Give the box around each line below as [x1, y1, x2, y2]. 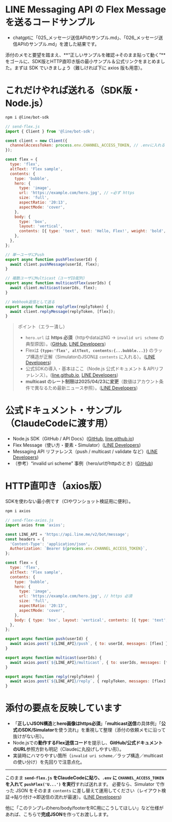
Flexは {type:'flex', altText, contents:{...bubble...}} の [25, 347, 154, 353]
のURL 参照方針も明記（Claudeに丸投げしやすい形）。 [12, 746, 124, 752]
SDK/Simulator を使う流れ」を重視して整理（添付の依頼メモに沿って [21, 727, 166, 733]
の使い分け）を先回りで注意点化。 [12, 759, 85, 765]
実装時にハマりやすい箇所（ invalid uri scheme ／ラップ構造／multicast [12, 753, 163, 759]
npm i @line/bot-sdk [5, 115, 50, 120]
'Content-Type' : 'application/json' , [10, 541, 91, 547]
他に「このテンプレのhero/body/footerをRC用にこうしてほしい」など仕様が [5, 805, 164, 811]
